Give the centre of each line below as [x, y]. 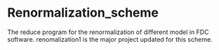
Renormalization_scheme [83, 13]
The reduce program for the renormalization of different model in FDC [108, 32]
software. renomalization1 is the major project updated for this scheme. [110, 39]
